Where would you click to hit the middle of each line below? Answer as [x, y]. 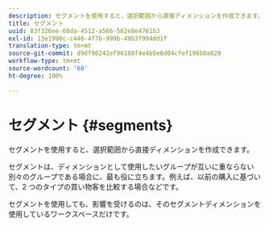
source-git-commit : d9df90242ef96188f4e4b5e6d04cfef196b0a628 [115, 53]
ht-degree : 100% [35, 76]
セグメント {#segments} [91, 125]
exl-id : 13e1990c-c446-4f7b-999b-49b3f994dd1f [88, 38]
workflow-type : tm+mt [45, 61]
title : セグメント [36, 23]
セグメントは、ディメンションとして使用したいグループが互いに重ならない [131, 166]
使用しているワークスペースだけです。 [71, 214]
